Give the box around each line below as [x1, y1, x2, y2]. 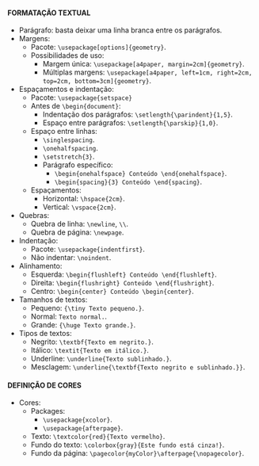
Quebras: [18, 211, 50, 220]
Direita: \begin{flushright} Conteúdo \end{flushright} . [30, 278, 215, 288]
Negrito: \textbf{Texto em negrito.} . [30, 337, 154, 346]
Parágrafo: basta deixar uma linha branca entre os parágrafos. [18, 25, 223, 35]
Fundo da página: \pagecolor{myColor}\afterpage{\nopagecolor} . [30, 449, 245, 458]
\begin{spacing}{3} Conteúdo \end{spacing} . [54, 177, 203, 187]
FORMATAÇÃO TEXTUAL [7, 8, 91, 17]
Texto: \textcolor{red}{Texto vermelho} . [30, 432, 166, 441]
